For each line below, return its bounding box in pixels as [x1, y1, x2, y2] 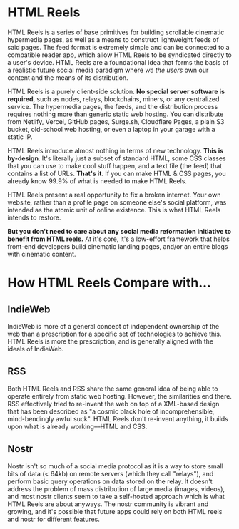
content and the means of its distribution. [7, 73, 128, 82]
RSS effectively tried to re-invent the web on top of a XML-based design [7, 399, 220, 408]
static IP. [7, 133, 34, 141]
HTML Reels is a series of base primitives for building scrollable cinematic [7, 28, 225, 36]
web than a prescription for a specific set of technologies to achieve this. [7, 329, 222, 338]
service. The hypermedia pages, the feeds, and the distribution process [7, 102, 218, 111]
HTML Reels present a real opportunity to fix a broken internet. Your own [7, 190, 221, 199]
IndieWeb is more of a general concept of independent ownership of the [7, 322, 220, 330]
